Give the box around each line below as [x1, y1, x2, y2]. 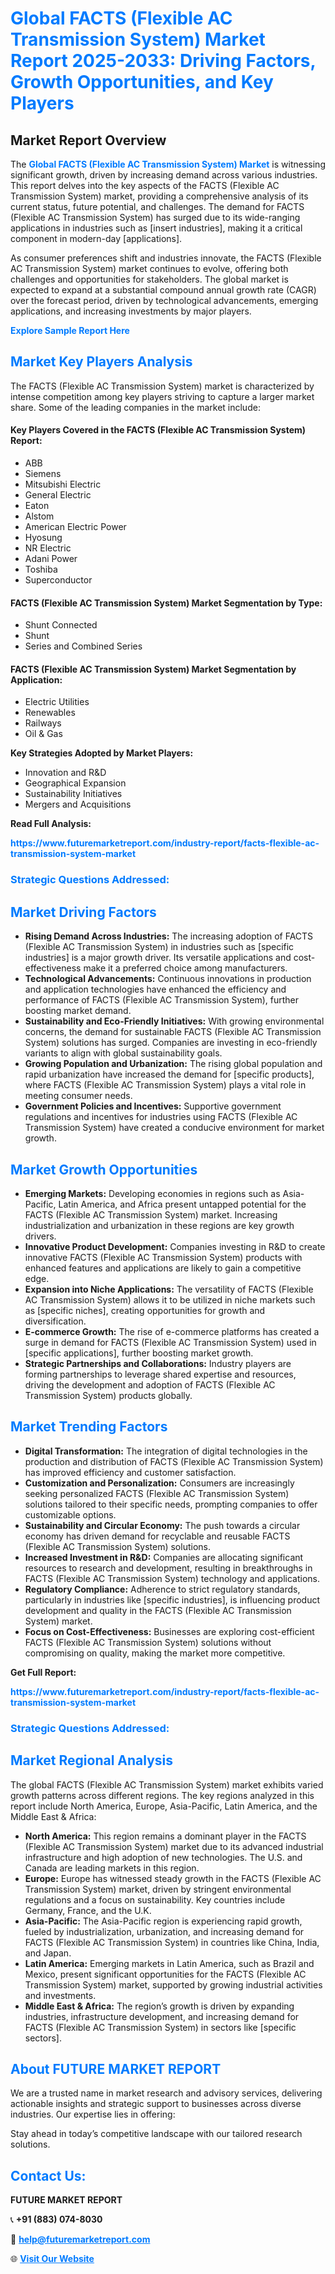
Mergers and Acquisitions [24, 798, 132, 811]
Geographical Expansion [24, 777, 127, 789]
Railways [24, 717, 62, 729]
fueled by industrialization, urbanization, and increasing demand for [24, 1925, 305, 1937]
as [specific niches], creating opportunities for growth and [24, 1304, 266, 1316]
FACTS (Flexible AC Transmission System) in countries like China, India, [24, 1936, 320, 1948]
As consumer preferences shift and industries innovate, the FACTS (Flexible [10, 252, 322, 264]
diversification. [24, 1315, 87, 1327]
